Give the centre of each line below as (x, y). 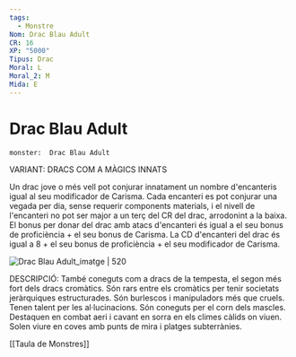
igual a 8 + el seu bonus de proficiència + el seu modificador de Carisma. (145, 244)
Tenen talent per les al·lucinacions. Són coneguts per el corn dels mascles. (148, 307)
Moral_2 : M (30, 76)
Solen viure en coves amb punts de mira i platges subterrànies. (126, 326)
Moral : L (26, 68)
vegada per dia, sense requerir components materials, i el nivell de (132, 205)
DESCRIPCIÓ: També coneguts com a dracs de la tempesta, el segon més (146, 278)
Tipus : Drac (31, 59)
